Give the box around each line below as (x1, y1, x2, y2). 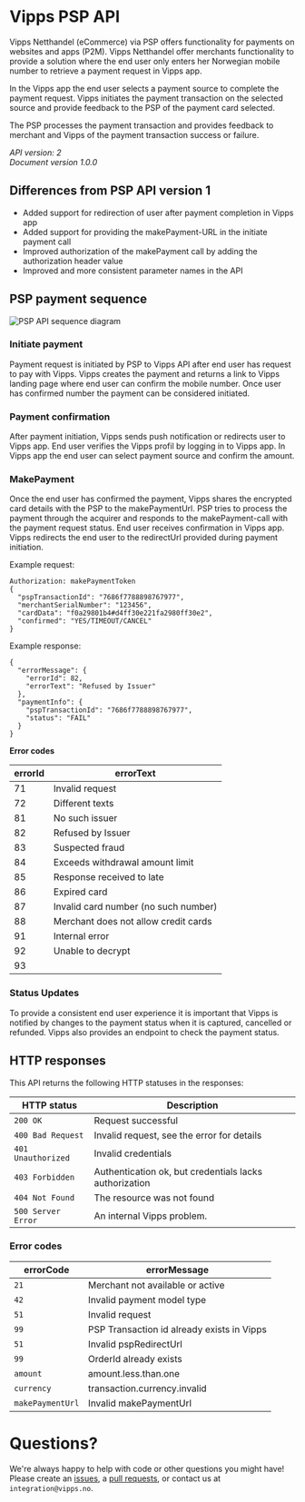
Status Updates (9, 987, 80, 1000)
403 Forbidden (14, 1171, 75, 1182)
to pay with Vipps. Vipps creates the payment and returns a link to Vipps (9, 368, 280, 379)
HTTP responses (9, 1053, 106, 1069)
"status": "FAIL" (25, 714, 92, 723)
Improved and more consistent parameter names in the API (22, 265, 243, 276)
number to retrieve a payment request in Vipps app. (9, 65, 202, 76)
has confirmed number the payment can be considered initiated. (9, 388, 251, 399)
